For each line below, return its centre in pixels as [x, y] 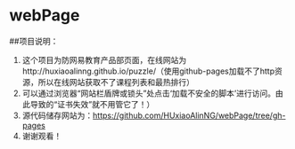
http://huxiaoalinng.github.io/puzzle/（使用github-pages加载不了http [148, 71]
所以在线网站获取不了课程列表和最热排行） [116, 82]
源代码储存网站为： [57, 115]
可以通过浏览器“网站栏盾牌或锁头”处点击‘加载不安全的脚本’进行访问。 [149, 93]
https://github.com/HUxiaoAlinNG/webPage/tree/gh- [189, 115]
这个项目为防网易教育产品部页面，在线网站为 [104, 59]
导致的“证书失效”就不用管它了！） [92, 104]
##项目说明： [34, 41]
